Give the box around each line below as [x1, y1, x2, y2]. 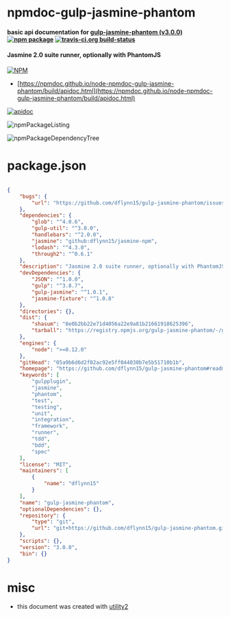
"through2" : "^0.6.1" [31, 251, 94, 257]
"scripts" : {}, [19, 537, 63, 545]
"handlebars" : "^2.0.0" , [31, 231, 103, 238]
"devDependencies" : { [19, 270, 81, 277]
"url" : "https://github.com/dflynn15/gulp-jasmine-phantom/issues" [31, 199, 228, 207]
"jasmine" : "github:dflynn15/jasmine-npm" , [31, 237, 157, 244]
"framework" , [31, 423, 69, 430]
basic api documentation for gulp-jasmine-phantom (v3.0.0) [7, 27, 183, 36]
